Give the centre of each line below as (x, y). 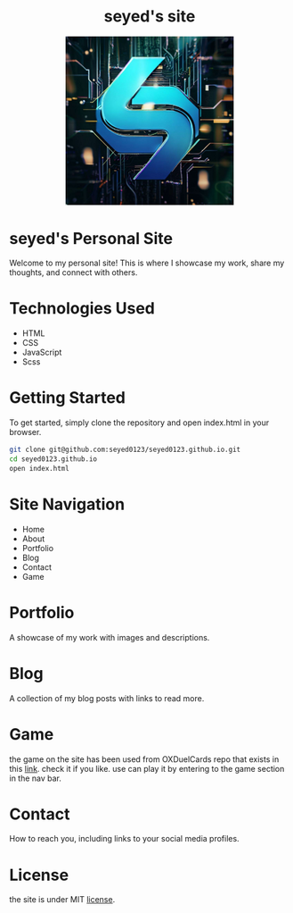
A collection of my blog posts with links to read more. (107, 698)
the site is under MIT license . (62, 900)
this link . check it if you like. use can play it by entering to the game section (147, 768)
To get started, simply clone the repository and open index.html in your (139, 423)
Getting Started (68, 398)
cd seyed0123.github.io (53, 459)
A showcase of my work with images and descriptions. (110, 637)
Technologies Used (82, 309)
